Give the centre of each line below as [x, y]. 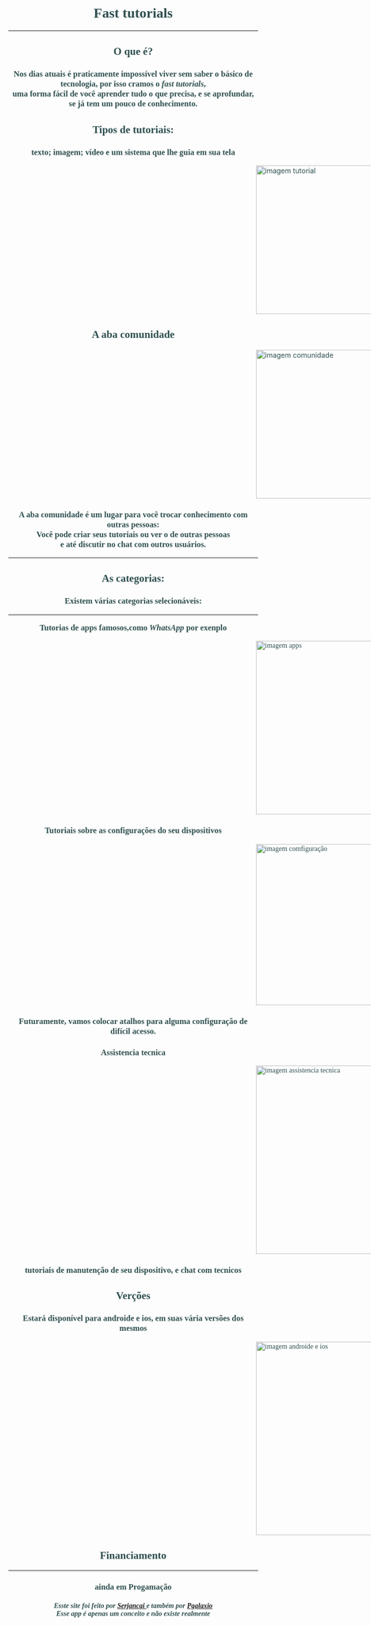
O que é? [133, 52]
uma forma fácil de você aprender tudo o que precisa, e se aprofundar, [133, 94]
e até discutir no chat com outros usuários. [133, 544]
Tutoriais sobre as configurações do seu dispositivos [133, 831]
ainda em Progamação [133, 1587]
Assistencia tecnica [133, 1052]
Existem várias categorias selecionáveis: [133, 601]
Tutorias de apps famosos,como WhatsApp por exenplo [133, 628]
